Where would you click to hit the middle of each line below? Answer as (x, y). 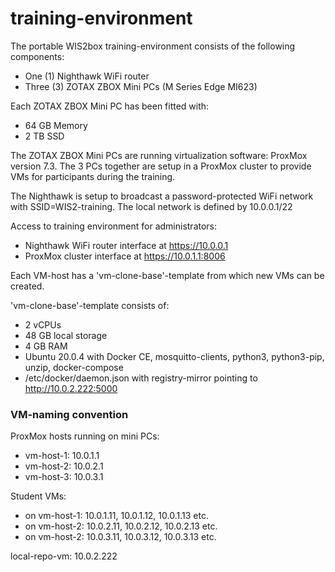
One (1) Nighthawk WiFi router (87, 76)
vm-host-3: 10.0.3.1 (64, 477)
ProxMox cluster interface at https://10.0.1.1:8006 (125, 256)
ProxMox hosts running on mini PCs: (85, 436)
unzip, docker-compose (74, 367)
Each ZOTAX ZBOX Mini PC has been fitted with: (110, 106)
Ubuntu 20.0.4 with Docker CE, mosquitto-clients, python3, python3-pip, (174, 356)
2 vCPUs (43, 324)
